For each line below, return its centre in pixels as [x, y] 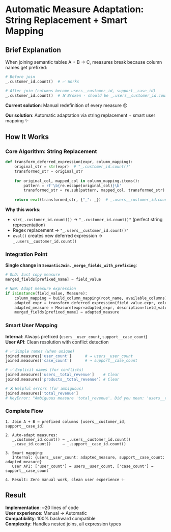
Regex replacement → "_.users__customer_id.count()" [70, 230]
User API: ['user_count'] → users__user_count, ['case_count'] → [83, 466]
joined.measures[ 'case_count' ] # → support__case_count [72, 361]
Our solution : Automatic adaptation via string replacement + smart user [80, 115]
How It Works [27, 137]
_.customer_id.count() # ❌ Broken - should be [57, 95]
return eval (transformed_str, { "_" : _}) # [61, 200]
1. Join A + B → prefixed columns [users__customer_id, [66, 421]
